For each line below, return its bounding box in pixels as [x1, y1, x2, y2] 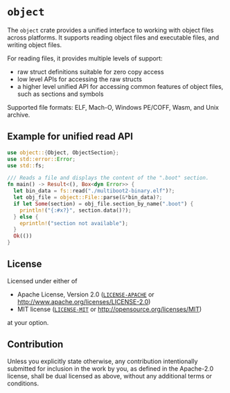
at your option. [7, 318, 49, 326]
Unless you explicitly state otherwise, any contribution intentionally [7, 357, 198, 365]
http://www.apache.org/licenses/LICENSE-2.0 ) [17, 297, 151, 306]
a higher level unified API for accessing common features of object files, [17, 82, 224, 90]
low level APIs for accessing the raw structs [17, 75, 142, 83]
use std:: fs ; [7, 162, 45, 169]
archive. [7, 110, 30, 119]
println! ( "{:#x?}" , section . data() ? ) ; [19, 207, 132, 214]
